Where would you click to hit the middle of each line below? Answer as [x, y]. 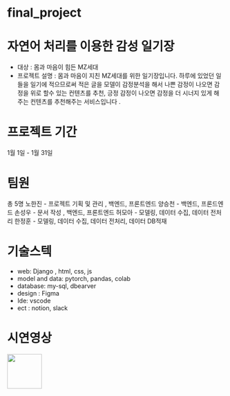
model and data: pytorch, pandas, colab [74, 278]
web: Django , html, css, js [55, 271]
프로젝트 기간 [42, 132]
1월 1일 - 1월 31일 [30, 153]
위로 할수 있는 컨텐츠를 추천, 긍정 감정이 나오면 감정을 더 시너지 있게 [121, 93]
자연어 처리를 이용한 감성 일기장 [91, 47]
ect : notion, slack [42, 308]
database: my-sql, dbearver [57, 286]
